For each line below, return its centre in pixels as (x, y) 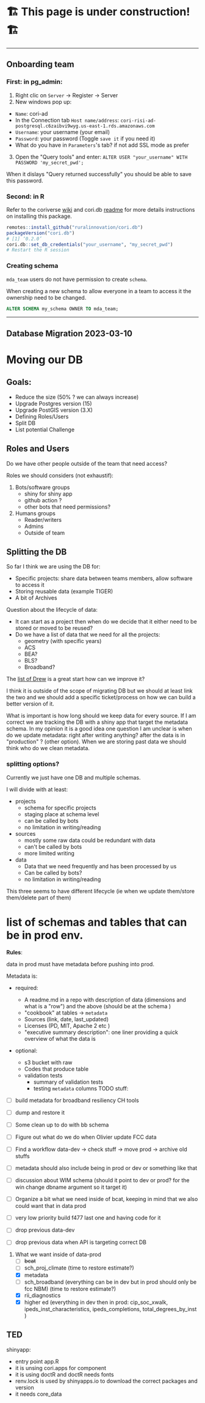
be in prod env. (45, 935)
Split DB (25, 423)
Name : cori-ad (31, 113)
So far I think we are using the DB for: (53, 567)
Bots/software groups (42, 487)
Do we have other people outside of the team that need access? (87, 463)
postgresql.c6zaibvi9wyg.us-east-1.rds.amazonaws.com (85, 126)
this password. (25, 180)
